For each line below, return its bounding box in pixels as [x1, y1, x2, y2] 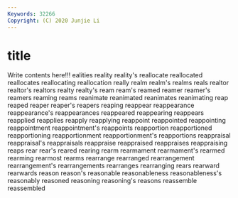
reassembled [7, 184, 46, 192]
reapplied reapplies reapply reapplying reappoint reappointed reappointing [7, 116, 226, 125]
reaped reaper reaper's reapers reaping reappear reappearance [7, 101, 195, 110]
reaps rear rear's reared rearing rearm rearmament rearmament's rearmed [7, 146, 225, 155]
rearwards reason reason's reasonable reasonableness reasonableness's [7, 169, 222, 177]
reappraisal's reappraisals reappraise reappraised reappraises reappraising [7, 139, 228, 148]
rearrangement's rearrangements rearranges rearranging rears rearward [7, 161, 220, 170]
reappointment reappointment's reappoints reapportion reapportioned [7, 123, 212, 132]
